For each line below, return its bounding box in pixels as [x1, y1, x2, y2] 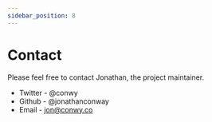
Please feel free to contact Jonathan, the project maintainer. [7, 73, 205, 82]
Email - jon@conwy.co [18, 104, 93, 114]
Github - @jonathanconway [18, 96, 109, 106]
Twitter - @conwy [18, 88, 79, 97]
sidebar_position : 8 [7, 11, 77, 20]
